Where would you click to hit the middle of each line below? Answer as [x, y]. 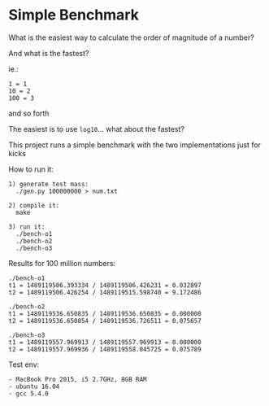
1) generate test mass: [49, 184]
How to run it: [31, 169]
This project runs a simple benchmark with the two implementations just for [135, 145]
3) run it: [27, 227]
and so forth [29, 113]
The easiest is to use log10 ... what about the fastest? [97, 129]
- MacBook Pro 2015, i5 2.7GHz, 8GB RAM [78, 379]
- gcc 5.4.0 [28, 393]
